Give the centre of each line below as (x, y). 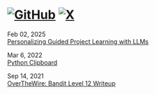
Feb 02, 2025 (26, 34)
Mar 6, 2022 (25, 55)
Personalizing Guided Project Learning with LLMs (78, 41)
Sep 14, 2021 (25, 76)
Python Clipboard (32, 62)
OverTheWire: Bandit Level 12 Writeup (62, 83)
